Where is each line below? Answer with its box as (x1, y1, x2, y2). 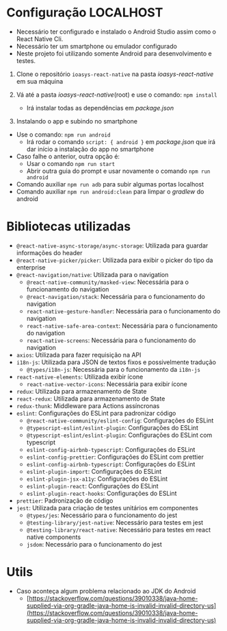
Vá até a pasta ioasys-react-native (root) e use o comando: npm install (16, 91, 217, 99)
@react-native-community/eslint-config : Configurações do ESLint (26, 416, 214, 425)
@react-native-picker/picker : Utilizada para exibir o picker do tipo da (16, 256, 213, 264)
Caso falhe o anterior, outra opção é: (16, 152, 120, 160)
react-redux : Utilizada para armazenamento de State (16, 394, 165, 403)
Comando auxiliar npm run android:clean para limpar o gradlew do (16, 187, 204, 195)
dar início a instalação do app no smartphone (26, 145, 155, 153)
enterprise (16, 263, 46, 272)
